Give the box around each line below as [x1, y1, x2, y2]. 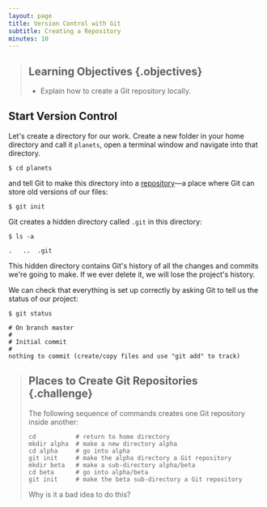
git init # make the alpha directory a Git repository [28, 453, 232, 462]
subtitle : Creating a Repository [8, 27, 121, 35]
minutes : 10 [8, 34, 49, 43]
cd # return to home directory [28, 432, 170, 440]
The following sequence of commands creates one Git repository [28, 408, 245, 418]
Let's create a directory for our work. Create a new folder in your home [8, 131, 245, 140]
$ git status [8, 309, 53, 317]
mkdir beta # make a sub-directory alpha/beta [28, 461, 196, 469]
